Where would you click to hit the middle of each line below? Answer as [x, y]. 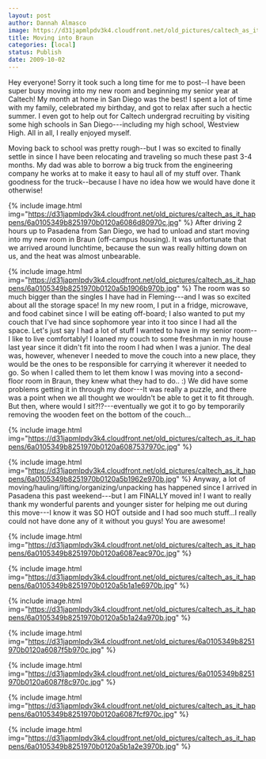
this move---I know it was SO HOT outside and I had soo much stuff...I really [133, 513]
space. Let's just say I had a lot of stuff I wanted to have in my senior [120, 330]
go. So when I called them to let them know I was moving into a [111, 372]
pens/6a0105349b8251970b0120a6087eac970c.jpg [93, 553]
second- [230, 372]
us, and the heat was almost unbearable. [74, 256]
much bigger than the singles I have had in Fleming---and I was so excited [129, 296]
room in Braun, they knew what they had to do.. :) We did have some [137, 380]
